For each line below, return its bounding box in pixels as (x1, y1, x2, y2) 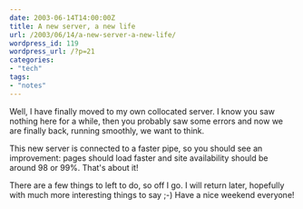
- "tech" (9, 65, 43, 74)
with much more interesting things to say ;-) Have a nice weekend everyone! (9, 189, 295, 200)
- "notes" (9, 81, 47, 90)
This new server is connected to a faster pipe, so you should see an (9, 143, 263, 154)
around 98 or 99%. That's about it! (9, 162, 139, 173)
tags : (9, 73, 30, 82)
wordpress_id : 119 (9, 38, 79, 48)
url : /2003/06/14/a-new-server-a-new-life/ (9, 30, 177, 39)
